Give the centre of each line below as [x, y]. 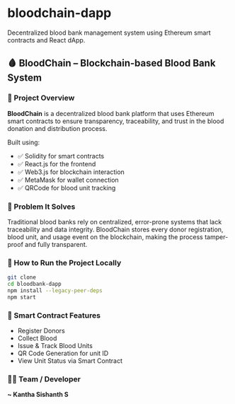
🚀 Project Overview [41, 98]
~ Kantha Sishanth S [38, 395]
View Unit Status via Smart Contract [70, 361]
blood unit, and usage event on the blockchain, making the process [105, 237]
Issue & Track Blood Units [55, 346]
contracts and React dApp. [46, 40]
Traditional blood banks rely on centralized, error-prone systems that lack [115, 221]
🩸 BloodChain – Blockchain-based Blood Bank [111, 63]
